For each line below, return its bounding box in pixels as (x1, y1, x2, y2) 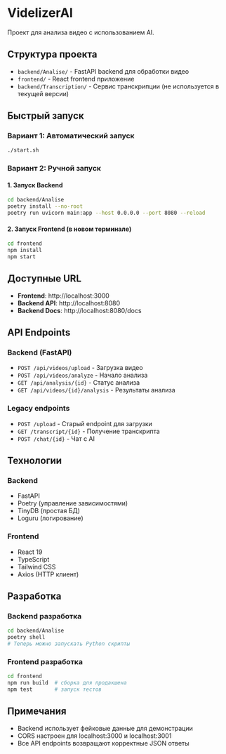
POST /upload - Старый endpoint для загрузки (17, 419, 152, 428)
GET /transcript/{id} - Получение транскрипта (17, 427, 160, 435)
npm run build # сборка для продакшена (7, 680, 128, 687)
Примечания (7, 706, 67, 717)
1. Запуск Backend (7, 180, 63, 189)
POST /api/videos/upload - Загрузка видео (17, 364, 143, 372)
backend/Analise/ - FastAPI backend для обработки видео (17, 67, 190, 75)
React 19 (17, 548, 43, 556)
